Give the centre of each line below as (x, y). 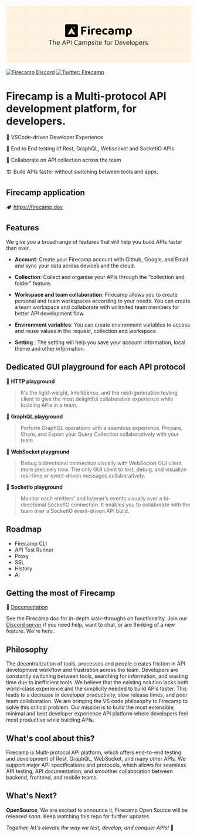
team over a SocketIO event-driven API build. (75, 510)
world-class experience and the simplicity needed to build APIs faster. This (96, 689)
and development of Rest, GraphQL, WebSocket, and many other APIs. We (96, 759)
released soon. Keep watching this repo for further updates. (78, 816)
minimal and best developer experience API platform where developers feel (97, 714)
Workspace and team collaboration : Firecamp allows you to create (96, 295)
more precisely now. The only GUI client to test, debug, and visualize (103, 469)
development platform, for (71, 108)
